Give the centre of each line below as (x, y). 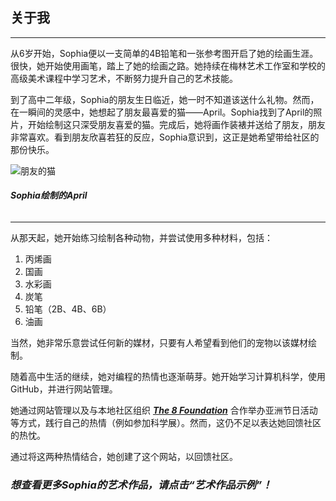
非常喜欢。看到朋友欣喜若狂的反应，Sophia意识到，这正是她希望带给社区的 (165, 137)
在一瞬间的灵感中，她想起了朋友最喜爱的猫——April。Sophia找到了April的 (162, 112)
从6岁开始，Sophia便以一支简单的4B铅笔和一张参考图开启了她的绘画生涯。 (164, 53)
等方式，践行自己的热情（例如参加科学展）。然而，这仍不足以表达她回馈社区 (166, 423)
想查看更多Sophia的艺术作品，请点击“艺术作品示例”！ (141, 485)
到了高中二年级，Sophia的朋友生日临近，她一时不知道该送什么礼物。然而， (165, 99)
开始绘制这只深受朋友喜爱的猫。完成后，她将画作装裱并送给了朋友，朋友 (176, 124)
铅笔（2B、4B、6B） (68, 309)
